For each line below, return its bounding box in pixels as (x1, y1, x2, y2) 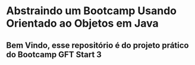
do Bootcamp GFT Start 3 (6, 49, 102, 60)
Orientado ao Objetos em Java (6, 17, 159, 30)
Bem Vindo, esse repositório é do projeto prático (6, 40, 189, 50)
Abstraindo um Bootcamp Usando (6, 4, 177, 18)
